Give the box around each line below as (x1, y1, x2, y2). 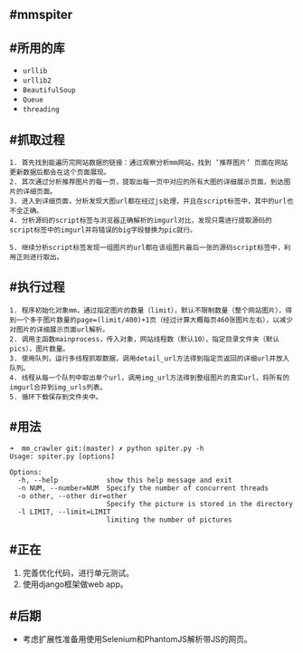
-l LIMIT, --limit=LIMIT (17, 507, 111, 516)
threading (22, 105, 61, 114)
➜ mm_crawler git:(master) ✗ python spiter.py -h (9, 444, 204, 453)
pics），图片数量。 (9, 344, 70, 353)
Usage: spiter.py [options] (9, 452, 116, 461)
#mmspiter (9, 7, 73, 23)
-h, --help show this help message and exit (17, 475, 232, 485)
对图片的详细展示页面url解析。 (9, 325, 110, 334)
